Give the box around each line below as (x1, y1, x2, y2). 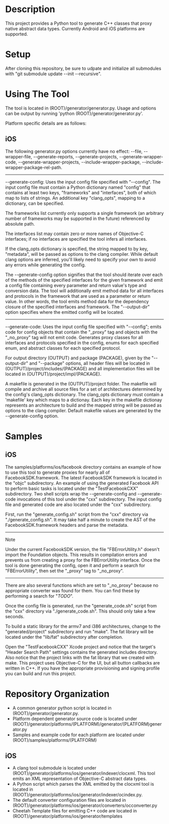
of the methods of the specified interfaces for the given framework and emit (5, 277, 163, 283)
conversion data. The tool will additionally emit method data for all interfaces (5, 288, 164, 294)
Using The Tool (5, 88, 69, 100)
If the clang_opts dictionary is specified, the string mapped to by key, (5, 246, 148, 252)
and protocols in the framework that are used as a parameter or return (5, 293, 151, 299)
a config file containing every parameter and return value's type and (5, 282, 147, 288)
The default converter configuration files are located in (12, 797, 126, 803)
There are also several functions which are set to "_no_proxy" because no (5, 582, 158, 588)
